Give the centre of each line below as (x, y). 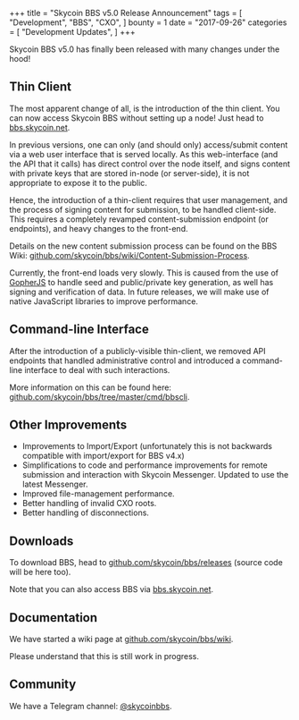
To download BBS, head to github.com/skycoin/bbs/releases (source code (146, 563)
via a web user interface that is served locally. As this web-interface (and (144, 154)
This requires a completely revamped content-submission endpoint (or (139, 219)
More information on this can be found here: (91, 387)
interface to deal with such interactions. (97, 369)
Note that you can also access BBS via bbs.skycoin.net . (112, 589)
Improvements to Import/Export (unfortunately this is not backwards (147, 446)
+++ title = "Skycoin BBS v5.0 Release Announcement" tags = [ (126, 13)
